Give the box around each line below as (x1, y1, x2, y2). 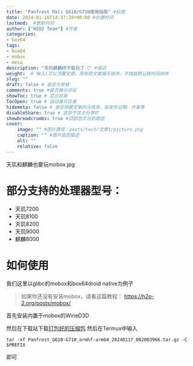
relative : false (17, 143, 59, 150)
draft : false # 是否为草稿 (6, 82, 69, 88)
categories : (6, 31, 36, 37)
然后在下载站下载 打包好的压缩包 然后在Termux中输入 (6, 324, 138, 332)
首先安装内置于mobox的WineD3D (6, 312, 89, 319)
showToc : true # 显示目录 (6, 93, 68, 99)
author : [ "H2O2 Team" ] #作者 (6, 25, 78, 32)
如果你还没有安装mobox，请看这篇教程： (21, 292, 123, 300)
